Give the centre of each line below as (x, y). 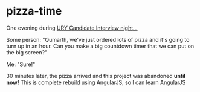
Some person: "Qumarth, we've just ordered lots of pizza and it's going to (98, 39)
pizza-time (34, 11)
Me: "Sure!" (21, 64)
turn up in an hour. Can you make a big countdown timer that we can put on (100, 46)
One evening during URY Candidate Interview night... (72, 28)
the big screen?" (27, 52)
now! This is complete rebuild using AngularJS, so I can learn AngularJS (96, 82)
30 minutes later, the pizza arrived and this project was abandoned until (96, 76)
